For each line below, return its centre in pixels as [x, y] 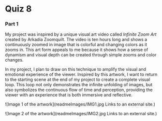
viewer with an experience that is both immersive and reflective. [69, 95]
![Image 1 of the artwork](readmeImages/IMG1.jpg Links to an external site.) [80, 104]
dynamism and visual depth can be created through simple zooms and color [81, 55]
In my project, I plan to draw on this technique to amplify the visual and [76, 69]
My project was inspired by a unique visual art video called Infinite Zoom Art [81, 34]
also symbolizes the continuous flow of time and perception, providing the [79, 90]
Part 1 [12, 24]
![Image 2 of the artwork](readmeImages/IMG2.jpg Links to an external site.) [81, 114]
